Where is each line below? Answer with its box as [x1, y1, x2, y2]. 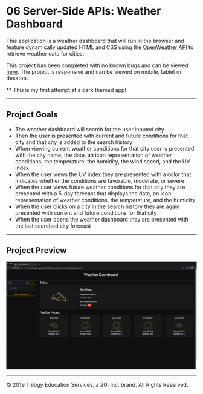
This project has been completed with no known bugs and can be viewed [6, 62, 188, 69]
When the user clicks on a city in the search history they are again [14, 203, 180, 210]
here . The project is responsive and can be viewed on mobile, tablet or [6, 68, 182, 75]
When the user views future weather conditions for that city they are [14, 183, 185, 191]
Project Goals [6, 110, 59, 120]
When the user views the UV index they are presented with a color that [14, 171, 192, 178]
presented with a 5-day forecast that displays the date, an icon [14, 189, 172, 197]
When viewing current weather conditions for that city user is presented [14, 145, 195, 152]
